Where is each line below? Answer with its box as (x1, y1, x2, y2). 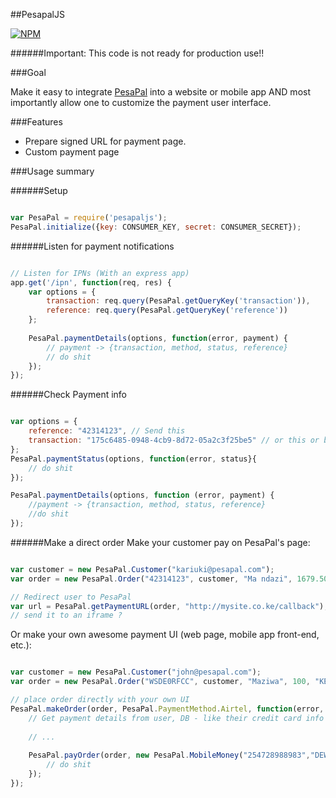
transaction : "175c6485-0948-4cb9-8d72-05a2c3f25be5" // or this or (28, 435, 320, 445)
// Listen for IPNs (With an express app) (10, 268, 190, 278)
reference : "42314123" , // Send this (28, 426, 186, 436)
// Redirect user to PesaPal (10, 592, 132, 602)
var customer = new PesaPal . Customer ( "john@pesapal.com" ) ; (10, 667, 262, 678)
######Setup (10, 185, 68, 196)
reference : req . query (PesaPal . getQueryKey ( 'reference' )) (46, 305, 288, 316)
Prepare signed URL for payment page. (24, 135, 187, 147)
